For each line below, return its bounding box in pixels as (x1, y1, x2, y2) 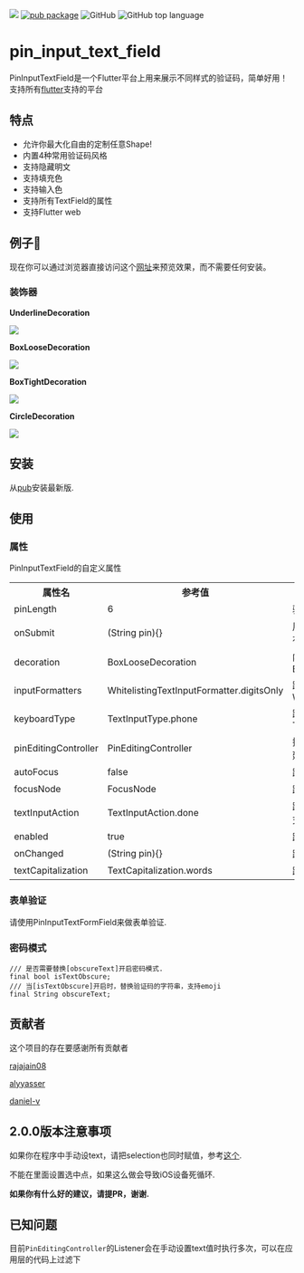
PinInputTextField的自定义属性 (9, 562, 122, 574)
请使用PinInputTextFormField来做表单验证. (9, 916, 167, 927)
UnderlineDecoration (9, 307, 90, 318)
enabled (14, 830, 49, 843)
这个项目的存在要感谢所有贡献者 (9, 1042, 128, 1053)
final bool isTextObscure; (9, 971, 111, 981)
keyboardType (14, 713, 76, 725)
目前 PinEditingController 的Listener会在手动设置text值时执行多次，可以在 (9, 1243, 285, 1254)
